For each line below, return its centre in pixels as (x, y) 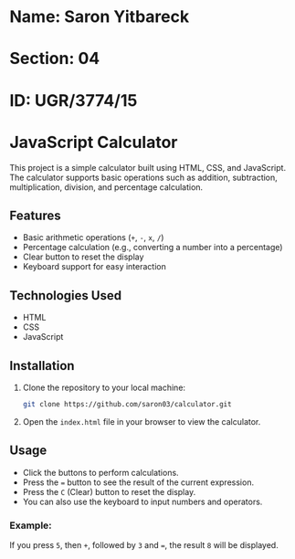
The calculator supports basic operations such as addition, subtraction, (144, 177)
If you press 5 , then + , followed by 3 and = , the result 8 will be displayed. (144, 544)
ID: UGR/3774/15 (74, 100)
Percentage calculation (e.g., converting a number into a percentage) (153, 248)
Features (35, 215)
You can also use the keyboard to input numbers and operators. (142, 501)
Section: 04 (55, 59)
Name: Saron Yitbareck (100, 17)
